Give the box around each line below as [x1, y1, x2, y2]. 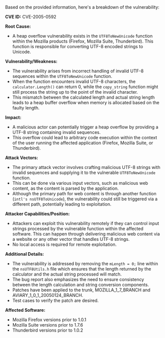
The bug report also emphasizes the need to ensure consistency [12, 277, 145, 282]
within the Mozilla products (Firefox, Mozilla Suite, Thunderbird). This [12, 38, 154, 44]
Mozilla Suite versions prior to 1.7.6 [12, 322, 83, 328]
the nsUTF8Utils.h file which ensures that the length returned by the [12, 266, 151, 272]
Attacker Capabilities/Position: [5, 211, 70, 217]
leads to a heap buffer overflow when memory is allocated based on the [12, 100, 160, 106]
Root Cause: [5, 23, 31, 29]
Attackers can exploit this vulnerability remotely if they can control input [12, 221, 160, 226]
